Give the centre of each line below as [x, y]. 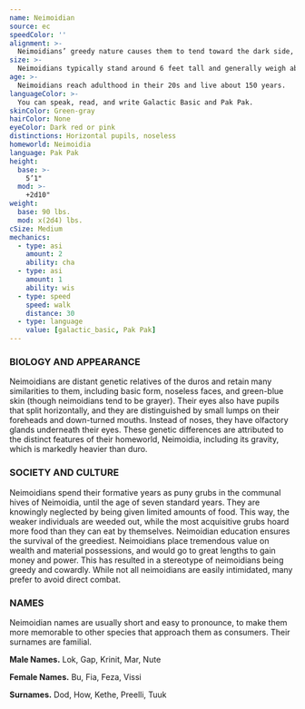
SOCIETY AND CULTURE [64, 473]
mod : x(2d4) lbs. [50, 220]
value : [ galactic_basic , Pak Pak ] [91, 330]
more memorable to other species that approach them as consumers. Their [150, 632]
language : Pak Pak [44, 153]
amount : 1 [44, 280]
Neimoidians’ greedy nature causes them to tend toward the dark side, [156, 52]
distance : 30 [50, 313]
